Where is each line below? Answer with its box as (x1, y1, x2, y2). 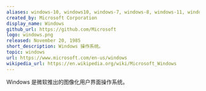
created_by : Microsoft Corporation (6, 15, 97, 21)
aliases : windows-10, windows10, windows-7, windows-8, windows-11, (6, 9, 185, 15)
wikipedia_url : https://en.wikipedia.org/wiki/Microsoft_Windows (6, 60, 177, 66)
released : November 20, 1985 (6, 38, 81, 44)
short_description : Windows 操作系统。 (6, 44, 104, 50)
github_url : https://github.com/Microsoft (6, 26, 116, 33)
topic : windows (6, 49, 45, 55)
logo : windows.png (6, 32, 53, 38)
